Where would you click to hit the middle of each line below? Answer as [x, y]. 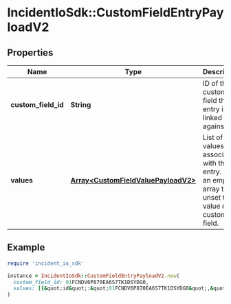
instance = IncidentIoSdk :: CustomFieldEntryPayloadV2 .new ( [93, 276]
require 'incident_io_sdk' [46, 263]
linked [212, 118]
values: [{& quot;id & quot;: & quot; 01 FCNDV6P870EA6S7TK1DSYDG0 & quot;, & [113, 289]
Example [26, 247]
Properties [30, 52]
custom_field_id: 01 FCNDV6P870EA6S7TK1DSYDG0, [81, 282]
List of [213, 137]
